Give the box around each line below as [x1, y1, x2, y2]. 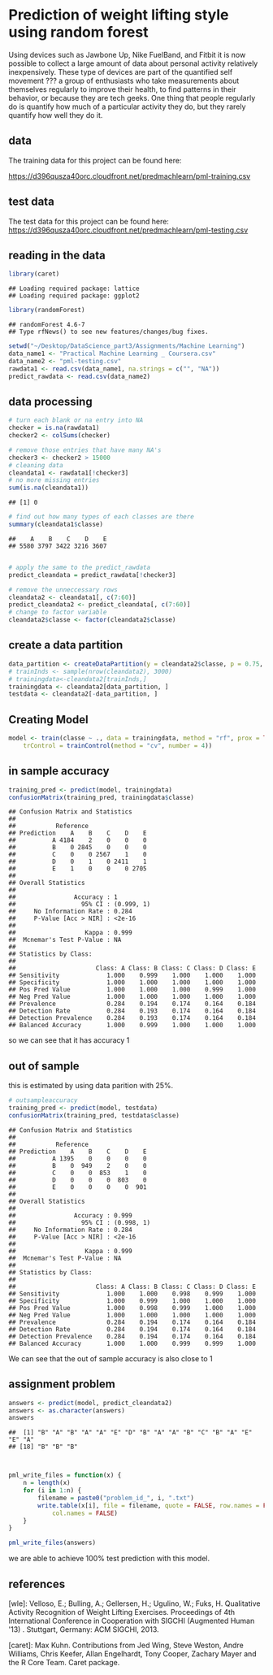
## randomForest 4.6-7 [8, 321, 85, 329]
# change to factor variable [8, 608, 107, 617]
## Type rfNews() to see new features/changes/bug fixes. [8, 328, 209, 336]
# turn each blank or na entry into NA [8, 416, 144, 424]
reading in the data [8, 248, 106, 262]
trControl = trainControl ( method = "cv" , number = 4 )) [23, 741, 213, 749]
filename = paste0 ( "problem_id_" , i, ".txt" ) [37, 1494, 195, 1502]
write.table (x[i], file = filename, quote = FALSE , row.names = [37, 1501, 260, 1509]
